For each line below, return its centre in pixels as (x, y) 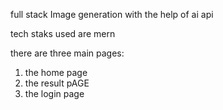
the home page (56, 72)
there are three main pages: (67, 53)
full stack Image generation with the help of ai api (112, 14)
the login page (54, 93)
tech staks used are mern (63, 33)
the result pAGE (57, 83)
